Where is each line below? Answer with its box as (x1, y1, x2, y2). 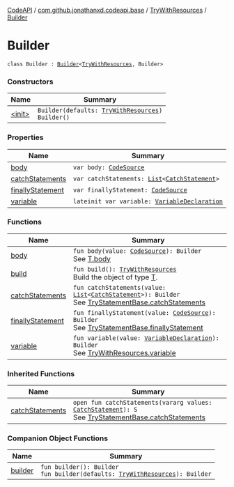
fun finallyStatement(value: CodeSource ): (72, 309, 216, 316)
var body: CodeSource (72, 163, 145, 171)
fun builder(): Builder (40, 463, 120, 471)
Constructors (7, 77, 54, 86)
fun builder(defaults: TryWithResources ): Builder (40, 470, 212, 478)
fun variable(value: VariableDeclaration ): (72, 334, 219, 342)
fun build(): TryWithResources (72, 265, 177, 273)
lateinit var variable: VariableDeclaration (72, 197, 223, 205)
